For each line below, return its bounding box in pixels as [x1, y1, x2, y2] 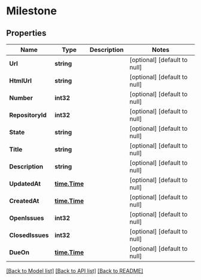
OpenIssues [9, 214, 44, 222]
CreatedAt [9, 197, 39, 205]
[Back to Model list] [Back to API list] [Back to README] [6, 267, 144, 274]
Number [9, 94, 33, 102]
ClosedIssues [9, 231, 49, 239]
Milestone [6, 4, 57, 18]
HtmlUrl [9, 76, 32, 85]
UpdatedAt [9, 180, 41, 187]
